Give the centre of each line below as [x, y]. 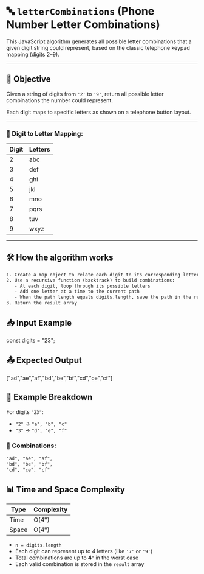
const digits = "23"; [31, 340]
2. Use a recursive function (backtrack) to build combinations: [90, 280]
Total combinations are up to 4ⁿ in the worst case [77, 558]
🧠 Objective [29, 79]
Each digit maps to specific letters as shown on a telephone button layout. [99, 112]
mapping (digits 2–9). [33, 54]
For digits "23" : [25, 411]
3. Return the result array [42, 303]
